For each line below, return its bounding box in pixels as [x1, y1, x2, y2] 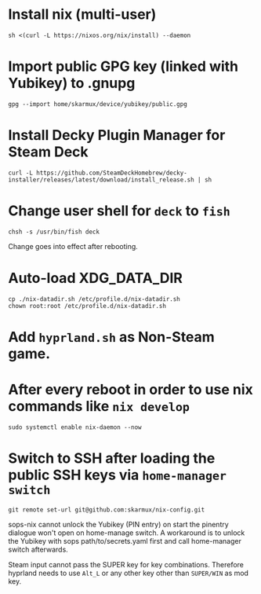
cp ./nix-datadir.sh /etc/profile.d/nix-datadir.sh [8, 295, 180, 303]
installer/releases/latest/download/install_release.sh [8, 175, 194, 184]
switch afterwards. [8, 544, 68, 554]
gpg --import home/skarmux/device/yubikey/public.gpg [8, 100, 188, 108]
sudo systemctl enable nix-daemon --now [8, 423, 143, 431]
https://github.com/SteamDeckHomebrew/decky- [36, 169, 188, 177]
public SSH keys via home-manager [8, 466, 227, 484]
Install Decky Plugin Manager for [8, 126, 226, 145]
